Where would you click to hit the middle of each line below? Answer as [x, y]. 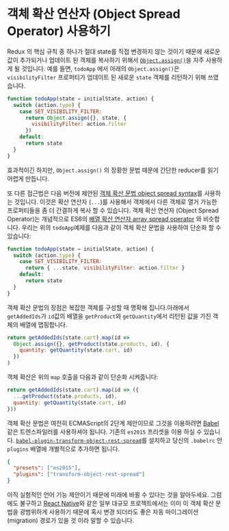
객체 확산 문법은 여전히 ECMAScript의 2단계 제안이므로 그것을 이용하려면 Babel [113, 423]
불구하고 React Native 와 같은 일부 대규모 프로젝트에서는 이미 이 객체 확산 [117, 504]
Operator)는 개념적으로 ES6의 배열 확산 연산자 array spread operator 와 [104, 219]
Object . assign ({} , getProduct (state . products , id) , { [91, 344]
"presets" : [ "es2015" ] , [47, 468]
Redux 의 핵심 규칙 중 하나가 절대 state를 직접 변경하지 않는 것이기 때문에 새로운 [114, 51]
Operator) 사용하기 [59, 31]
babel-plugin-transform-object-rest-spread [79, 441]
